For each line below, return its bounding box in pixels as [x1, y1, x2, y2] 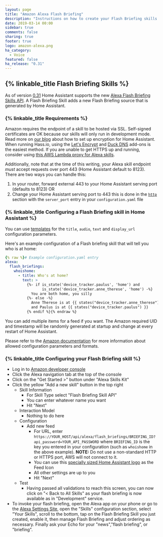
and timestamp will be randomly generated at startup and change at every [5, 323, 153, 329]
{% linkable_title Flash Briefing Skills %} [5, 79, 129, 88]
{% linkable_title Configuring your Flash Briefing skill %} [5, 355, 141, 362]
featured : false [5, 57, 38, 62]
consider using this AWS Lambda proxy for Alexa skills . [5, 152, 115, 158]
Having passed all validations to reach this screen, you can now [26, 485, 154, 491]
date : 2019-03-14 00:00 [5, 20, 53, 26]
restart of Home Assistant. [5, 328, 58, 334]
